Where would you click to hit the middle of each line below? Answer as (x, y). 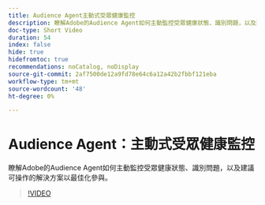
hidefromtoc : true (38, 60)
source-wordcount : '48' (47, 89)
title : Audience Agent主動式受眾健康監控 (72, 15)
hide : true (26, 52)
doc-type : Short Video (45, 30)
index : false (30, 45)
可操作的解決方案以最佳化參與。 (60, 177)
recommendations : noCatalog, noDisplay (74, 67)
